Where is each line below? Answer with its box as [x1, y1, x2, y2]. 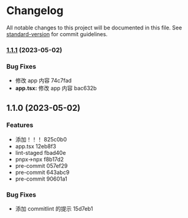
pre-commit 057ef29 [15, 162, 68, 169]
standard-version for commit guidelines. [6, 30, 108, 37]
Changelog [6, 4, 64, 18]
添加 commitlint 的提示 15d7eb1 [15, 205, 93, 212]
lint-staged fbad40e [15, 149, 66, 156]
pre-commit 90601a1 [15, 175, 67, 182]
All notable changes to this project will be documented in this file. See [6, 24, 182, 31]
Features [6, 121, 34, 129]
